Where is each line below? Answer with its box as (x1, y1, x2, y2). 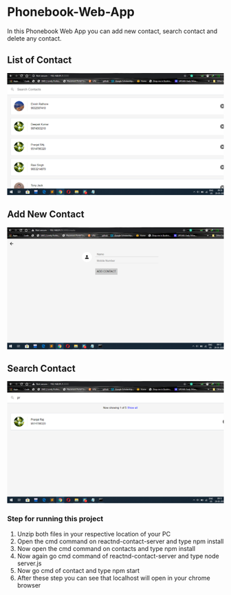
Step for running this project (7, 514, 104, 524)
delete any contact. (7, 34, 62, 42)
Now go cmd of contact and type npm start (16, 566, 140, 574)
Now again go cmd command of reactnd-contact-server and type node (16, 552, 219, 560)
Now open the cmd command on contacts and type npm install (16, 544, 196, 552)
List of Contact (7, 54, 72, 66)
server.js (16, 559, 42, 567)
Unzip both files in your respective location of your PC (16, 530, 170, 538)
